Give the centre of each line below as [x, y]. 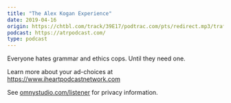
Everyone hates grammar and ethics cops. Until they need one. [96, 58]
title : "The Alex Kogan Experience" [59, 13]
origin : [18, 26]
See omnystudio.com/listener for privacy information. [82, 93]
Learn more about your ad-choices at [60, 72]
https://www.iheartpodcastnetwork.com [64, 79]
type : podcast [27, 39]
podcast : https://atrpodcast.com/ [57, 33]
